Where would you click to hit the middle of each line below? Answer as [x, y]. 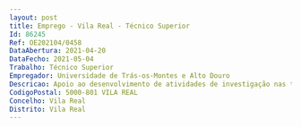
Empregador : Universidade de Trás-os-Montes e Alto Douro [120, 76]
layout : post [34, 17]
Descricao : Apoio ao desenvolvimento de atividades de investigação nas [148, 84]
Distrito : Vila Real [48, 109]
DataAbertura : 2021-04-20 [57, 51]
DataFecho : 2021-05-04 [52, 59]
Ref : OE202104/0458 [46, 42]
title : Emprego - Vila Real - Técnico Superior [100, 26]
